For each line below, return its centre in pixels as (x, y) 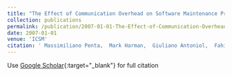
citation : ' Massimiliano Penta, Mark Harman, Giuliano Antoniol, (108, 46)
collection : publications (44, 20)
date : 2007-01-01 (32, 33)
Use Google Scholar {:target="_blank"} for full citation (83, 65)
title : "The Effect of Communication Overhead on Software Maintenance (112, 13)
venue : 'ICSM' (28, 39)
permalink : (23, 26)
